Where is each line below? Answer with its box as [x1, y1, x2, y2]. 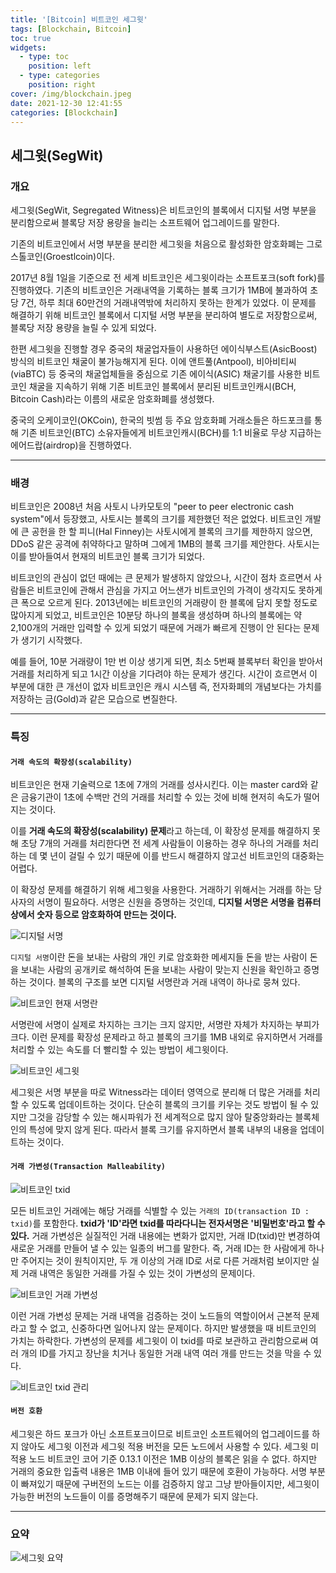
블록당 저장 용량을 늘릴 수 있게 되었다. [10, 322, 157, 334]
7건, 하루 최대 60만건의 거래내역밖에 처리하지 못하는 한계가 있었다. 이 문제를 [20, 297, 317, 309]
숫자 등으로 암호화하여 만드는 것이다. [36, 909, 177, 921]
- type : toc [19, 52, 70, 62]
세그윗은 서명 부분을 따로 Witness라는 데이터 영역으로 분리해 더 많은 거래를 [10, 1086, 302, 1098]
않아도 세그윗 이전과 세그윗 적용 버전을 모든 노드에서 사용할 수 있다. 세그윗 [20, 1440, 309, 1452]
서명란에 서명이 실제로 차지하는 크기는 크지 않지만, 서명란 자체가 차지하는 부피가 [10, 1019, 320, 1031]
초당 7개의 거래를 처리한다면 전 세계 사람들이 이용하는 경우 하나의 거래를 [20, 837, 301, 850]
